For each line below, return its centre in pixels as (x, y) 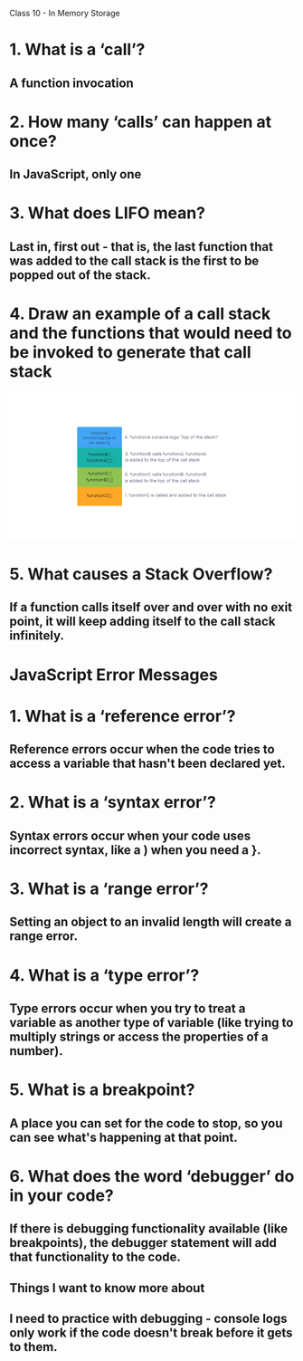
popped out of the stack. (80, 275)
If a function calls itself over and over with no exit (151, 607)
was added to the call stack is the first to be (134, 260)
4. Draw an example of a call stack (140, 314)
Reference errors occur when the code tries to (142, 749)
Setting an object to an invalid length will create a (151, 922)
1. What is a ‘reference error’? (123, 716)
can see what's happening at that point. (123, 1137)
